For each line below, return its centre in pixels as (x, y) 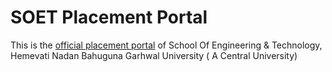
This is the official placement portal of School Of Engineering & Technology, (166, 45)
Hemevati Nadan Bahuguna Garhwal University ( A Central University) (154, 55)
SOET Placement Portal (109, 17)
